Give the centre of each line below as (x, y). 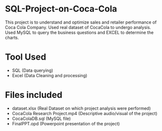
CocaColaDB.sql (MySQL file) (41, 118)
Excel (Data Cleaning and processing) (50, 75)
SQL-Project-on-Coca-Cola (61, 9)
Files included (34, 95)
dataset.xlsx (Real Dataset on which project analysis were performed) (81, 108)
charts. (12, 38)
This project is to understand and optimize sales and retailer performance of (81, 22)
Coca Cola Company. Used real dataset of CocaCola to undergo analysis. (78, 27)
